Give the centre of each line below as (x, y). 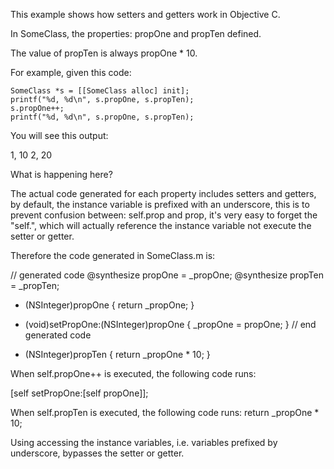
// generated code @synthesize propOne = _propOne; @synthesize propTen (167, 275)
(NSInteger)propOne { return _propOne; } (109, 305)
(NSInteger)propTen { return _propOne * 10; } (117, 354)
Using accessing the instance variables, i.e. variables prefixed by (144, 442)
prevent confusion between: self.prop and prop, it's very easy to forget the (164, 215)
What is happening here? (61, 174)
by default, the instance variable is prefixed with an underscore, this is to (160, 204)
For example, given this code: (71, 72)
